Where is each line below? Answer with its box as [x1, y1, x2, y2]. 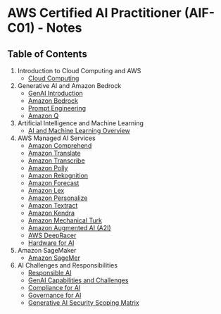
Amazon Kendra [27, 209, 75, 217]
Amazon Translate [27, 149, 81, 157]
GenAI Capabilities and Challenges [27, 276, 129, 284]
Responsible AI [27, 269, 72, 277]
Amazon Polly [27, 164, 68, 172]
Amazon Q [27, 111, 59, 120]
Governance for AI [27, 291, 82, 299]
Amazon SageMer [27, 253, 81, 262]
